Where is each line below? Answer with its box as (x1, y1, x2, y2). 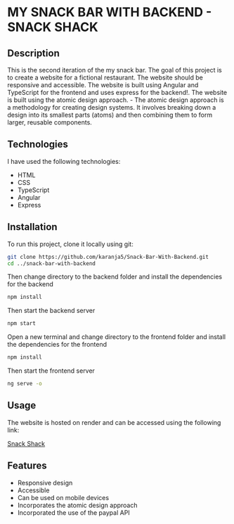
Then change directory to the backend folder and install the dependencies (7, 272, 223, 281)
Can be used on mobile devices (17, 493, 110, 501)
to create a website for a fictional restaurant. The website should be (7, 73, 204, 82)
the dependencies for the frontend (7, 340, 108, 349)
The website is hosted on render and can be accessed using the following (7, 418, 221, 426)
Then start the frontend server (7, 366, 95, 375)
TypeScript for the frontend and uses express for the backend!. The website (7, 89, 228, 96)
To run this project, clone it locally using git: (7, 240, 134, 248)
